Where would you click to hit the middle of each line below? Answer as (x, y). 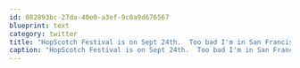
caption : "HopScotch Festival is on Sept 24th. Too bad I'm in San (139, 50)
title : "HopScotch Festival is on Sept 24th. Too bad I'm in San (135, 42)
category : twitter (43, 34)
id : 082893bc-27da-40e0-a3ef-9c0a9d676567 (89, 17)
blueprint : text (39, 26)
